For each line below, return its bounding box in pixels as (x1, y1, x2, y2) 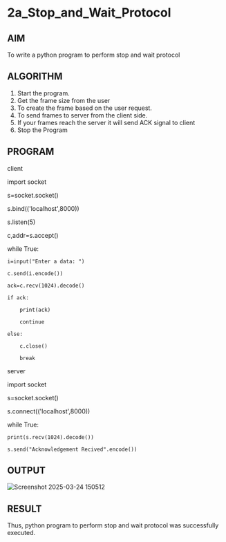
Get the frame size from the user (17, 96, 111, 104)
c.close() (19, 342, 48, 350)
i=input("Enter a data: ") (7, 258, 85, 265)
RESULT (7, 503, 42, 514)
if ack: (7, 294, 30, 301)
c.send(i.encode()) (7, 270, 64, 277)
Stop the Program (17, 126, 68, 134)
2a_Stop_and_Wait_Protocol (7, 5, 171, 21)
